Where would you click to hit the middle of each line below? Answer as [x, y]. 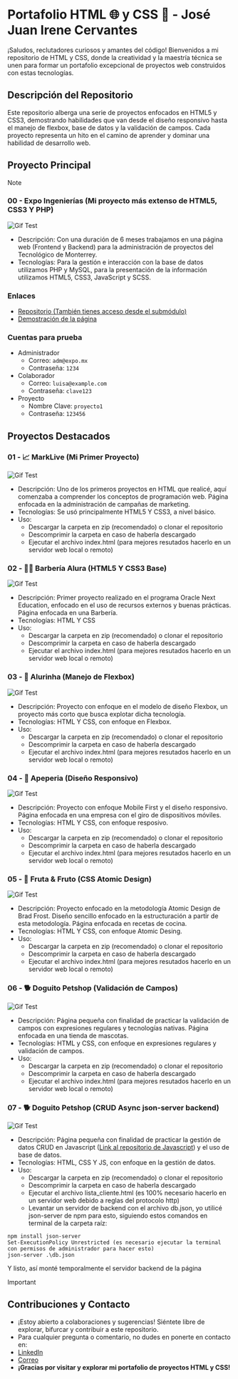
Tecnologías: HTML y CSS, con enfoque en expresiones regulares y [117, 1043]
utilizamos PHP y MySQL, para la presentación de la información [112, 269]
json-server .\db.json [41, 1255]
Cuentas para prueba [45, 337]
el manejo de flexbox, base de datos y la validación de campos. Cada [109, 127]
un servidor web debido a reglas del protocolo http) [104, 1200]
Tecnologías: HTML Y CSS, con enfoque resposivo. [93, 823]
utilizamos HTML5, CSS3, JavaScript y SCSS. [84, 277]
